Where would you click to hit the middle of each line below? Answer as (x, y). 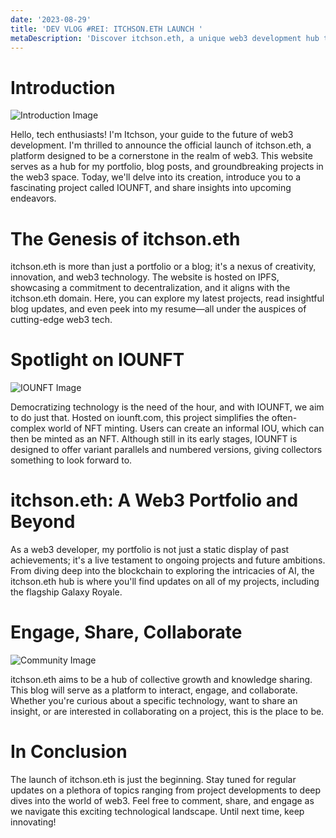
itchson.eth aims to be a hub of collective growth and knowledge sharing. (161, 680)
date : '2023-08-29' (51, 19)
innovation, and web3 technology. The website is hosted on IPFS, (145, 277)
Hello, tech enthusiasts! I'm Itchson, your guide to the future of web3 (152, 135)
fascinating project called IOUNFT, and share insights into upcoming (151, 188)
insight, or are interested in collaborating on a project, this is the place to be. (167, 712)
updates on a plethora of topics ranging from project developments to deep (166, 790)
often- (284, 418)
